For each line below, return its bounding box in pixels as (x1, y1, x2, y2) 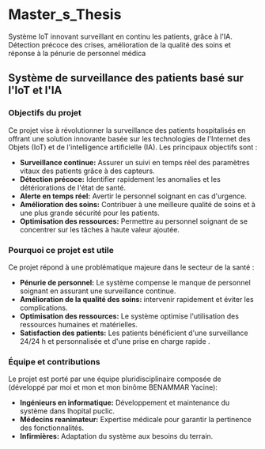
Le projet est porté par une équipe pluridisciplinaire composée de (8, 374, 221, 384)
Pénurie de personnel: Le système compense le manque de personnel (19, 277, 251, 287)
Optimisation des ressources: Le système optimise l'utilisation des (19, 311, 240, 321)
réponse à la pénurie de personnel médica (8, 48, 146, 58)
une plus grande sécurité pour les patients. (19, 208, 161, 217)
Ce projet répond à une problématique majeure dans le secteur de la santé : (8, 262, 255, 272)
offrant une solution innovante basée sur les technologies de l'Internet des (8, 134, 251, 143)
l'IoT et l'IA (8, 84, 62, 97)
